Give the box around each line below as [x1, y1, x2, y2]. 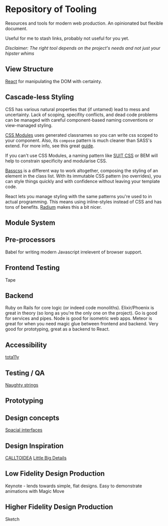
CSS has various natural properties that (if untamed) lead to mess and [5, 106, 149, 112]
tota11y [5, 354, 20, 360]
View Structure [5, 65, 54, 73]
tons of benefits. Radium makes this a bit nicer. [5, 204, 102, 210]
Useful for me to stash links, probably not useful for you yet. [5, 35, 129, 41]
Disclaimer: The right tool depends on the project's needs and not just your [5, 45, 160, 51]
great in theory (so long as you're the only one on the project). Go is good [5, 310, 157, 316]
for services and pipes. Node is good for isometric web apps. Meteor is [5, 315, 152, 321]
